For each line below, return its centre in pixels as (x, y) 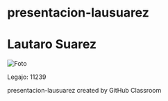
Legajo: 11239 (27, 77)
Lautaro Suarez (52, 45)
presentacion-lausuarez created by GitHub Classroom (84, 91)
